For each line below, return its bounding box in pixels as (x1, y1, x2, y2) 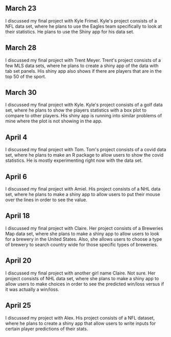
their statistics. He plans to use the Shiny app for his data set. (5, 28, 134, 35)
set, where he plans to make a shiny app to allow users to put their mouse (5, 192, 160, 198)
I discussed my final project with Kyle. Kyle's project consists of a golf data (5, 102, 163, 108)
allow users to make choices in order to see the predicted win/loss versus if (5, 281, 164, 287)
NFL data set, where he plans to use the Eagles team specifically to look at (5, 23, 162, 29)
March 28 (5, 44, 37, 52)
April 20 (5, 256, 32, 265)
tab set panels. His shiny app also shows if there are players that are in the (5, 68, 162, 74)
